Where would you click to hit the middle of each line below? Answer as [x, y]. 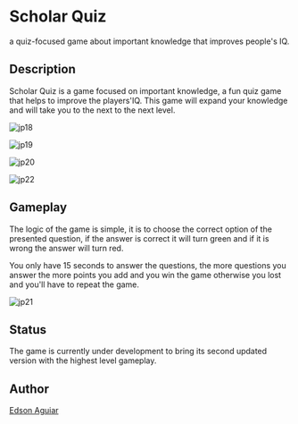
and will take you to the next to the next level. [92, 110]
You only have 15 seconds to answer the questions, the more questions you [148, 265]
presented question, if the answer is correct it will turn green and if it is [139, 238]
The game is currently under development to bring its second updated [138, 352]
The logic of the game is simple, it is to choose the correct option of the [141, 229]
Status [28, 330]
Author [29, 389]
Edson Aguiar [34, 411]
